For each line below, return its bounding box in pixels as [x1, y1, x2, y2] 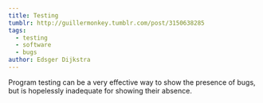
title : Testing [8, 11, 59, 20]
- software [15, 41, 52, 49]
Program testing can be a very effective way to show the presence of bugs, [8, 77, 257, 87]
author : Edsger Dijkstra [8, 56, 91, 64]
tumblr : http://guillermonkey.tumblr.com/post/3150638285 [8, 19, 205, 27]
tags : [8, 26, 26, 34]
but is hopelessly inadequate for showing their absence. [8, 86, 193, 95]
